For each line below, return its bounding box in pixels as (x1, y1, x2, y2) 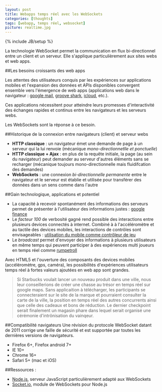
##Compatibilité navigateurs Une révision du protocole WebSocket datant (5, 322, 152, 328)
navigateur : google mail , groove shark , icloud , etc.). (5, 93, 109, 99)
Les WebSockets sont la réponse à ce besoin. (5, 122, 96, 128)
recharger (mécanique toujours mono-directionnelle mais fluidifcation (12, 161, 151, 167)
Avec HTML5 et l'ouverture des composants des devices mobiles (5, 257, 135, 263)
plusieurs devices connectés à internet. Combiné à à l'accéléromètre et (12, 222, 154, 228)
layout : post (5, 7, 31, 12)
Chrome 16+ (12, 352, 37, 358)
